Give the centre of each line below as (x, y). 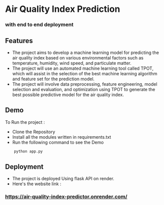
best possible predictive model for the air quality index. (68, 95)
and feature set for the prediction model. (53, 79)
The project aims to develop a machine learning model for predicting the (85, 52)
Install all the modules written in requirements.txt (62, 137)
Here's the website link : (37, 184)
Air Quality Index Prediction (63, 9)
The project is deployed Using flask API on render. (63, 179)
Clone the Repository (34, 132)
